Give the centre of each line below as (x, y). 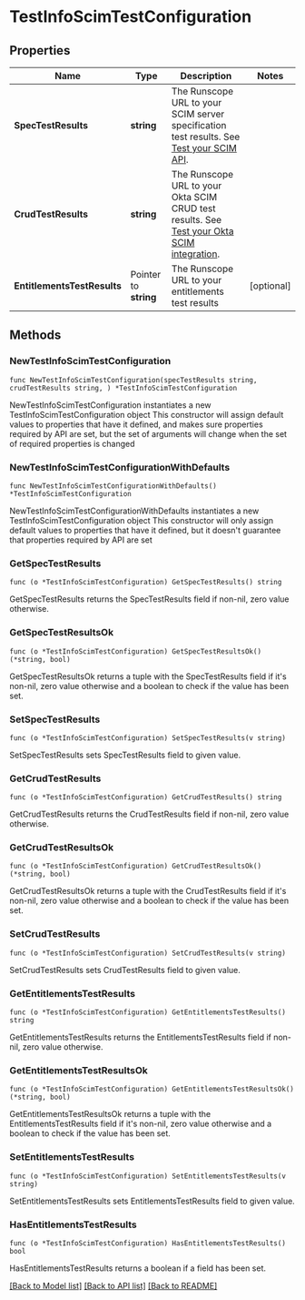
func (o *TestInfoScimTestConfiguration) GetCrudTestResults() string (146, 797)
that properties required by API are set (81, 540)
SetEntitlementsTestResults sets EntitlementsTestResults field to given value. (152, 1201)
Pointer (146, 274)
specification (199, 125)
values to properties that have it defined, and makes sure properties (136, 424)
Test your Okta (202, 231)
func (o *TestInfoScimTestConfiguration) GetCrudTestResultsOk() (135, 867)
